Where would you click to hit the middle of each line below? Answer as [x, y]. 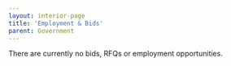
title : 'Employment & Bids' [56, 23]
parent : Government [41, 31]
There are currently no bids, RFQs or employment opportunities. [116, 54]
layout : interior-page [47, 16]
